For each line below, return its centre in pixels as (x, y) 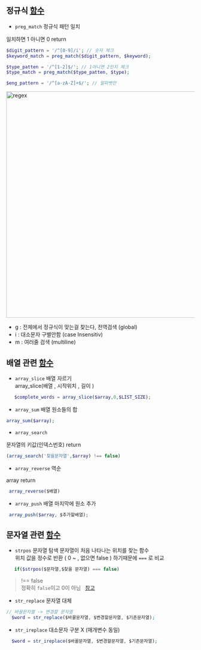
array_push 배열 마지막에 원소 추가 (55, 503)
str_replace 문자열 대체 (43, 601)
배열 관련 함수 (30, 362)
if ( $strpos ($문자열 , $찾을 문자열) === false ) (67, 569)
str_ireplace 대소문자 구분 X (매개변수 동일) (67, 630)
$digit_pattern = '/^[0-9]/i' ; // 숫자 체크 (60, 50)
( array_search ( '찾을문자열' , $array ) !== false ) (63, 456)
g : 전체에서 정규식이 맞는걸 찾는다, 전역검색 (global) (76, 327)
